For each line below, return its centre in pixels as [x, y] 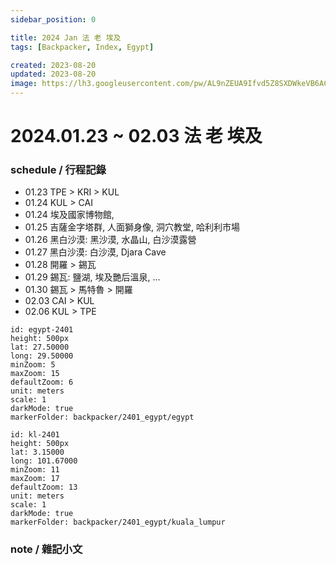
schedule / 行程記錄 [58, 170]
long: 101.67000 [44, 461]
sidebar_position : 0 [53, 19]
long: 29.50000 [42, 356]
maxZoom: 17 [35, 479]
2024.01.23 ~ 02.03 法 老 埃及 [136, 136]
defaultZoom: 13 [44, 487]
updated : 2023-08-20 [53, 74]
